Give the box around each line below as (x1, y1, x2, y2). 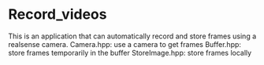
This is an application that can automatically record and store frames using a (8, 31, 257, 41)
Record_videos (8, 5, 107, 23)
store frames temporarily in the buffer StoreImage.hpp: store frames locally (8, 48, 252, 57)
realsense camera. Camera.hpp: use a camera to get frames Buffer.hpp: (8, 39, 242, 49)
